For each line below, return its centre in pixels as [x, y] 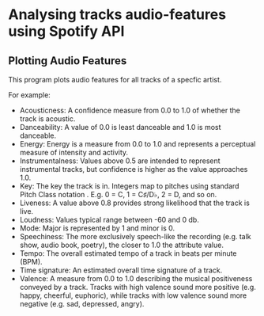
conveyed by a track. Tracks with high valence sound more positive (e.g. [138, 287]
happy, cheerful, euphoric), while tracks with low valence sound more [133, 295]
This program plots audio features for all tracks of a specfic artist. [115, 80]
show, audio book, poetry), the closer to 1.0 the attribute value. [121, 245]
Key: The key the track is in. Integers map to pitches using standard [129, 186]
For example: [30, 95]
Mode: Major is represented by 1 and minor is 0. [97, 228]
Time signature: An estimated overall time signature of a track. [121, 270]
